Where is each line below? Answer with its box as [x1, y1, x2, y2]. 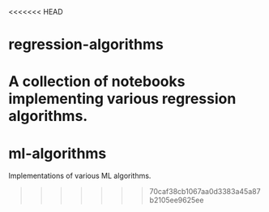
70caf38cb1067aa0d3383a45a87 [149, 187, 261, 197]
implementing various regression [8, 89, 237, 108]
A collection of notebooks [8, 72, 186, 91]
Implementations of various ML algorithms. [8, 171, 152, 181]
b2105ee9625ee [149, 195, 204, 206]
